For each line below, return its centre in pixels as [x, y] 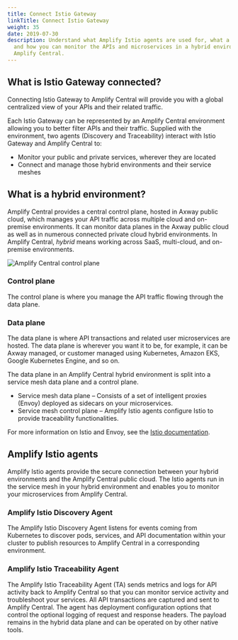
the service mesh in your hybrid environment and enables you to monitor [113, 486]
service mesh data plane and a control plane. [73, 382]
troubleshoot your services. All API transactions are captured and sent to [113, 600]
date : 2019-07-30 [33, 34]
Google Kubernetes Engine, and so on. [64, 361]
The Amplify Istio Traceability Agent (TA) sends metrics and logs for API [112, 584]
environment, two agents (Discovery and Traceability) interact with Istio [112, 136]
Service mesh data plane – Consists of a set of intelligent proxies [112, 396]
